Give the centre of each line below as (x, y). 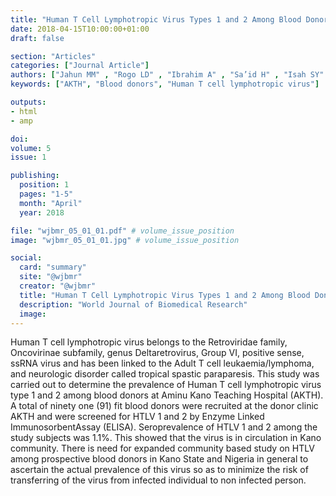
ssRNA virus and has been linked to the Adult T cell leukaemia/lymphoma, (162, 363)
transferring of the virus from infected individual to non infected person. (158, 480)
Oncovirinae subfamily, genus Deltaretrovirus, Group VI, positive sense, (157, 353)
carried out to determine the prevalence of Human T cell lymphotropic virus (166, 385)
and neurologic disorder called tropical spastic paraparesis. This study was (165, 374)
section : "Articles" (53, 56)
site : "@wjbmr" (51, 277)
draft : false (37, 38)
